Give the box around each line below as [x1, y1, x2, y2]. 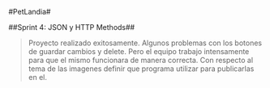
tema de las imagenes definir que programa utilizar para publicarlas [28, 64, 255, 73]
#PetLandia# [8, 7, 51, 16]
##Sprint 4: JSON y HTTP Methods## [8, 23, 135, 31]
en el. [28, 73, 47, 82]
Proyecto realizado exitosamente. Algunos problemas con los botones [28, 38, 262, 48]
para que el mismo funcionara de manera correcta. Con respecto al [28, 56, 254, 65]
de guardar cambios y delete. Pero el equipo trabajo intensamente [28, 47, 250, 56]
